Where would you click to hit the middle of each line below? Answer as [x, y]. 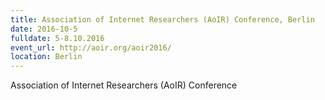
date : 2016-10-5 [44, 29]
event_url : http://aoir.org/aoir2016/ [91, 47]
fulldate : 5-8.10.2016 [57, 38]
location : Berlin [46, 57]
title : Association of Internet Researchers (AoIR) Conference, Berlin [162, 19]
